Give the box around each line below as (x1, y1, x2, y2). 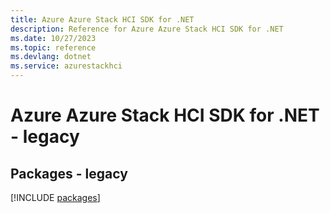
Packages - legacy (10, 165, 128, 182)
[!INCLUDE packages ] (10, 192, 101, 203)
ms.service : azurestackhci (10, 61, 123, 71)
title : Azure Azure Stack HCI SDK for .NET (10, 14, 195, 25)
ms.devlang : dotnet (10, 52, 92, 62)
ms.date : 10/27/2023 (10, 33, 97, 43)
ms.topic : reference (10, 42, 97, 53)
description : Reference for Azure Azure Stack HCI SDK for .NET (10, 24, 284, 34)
